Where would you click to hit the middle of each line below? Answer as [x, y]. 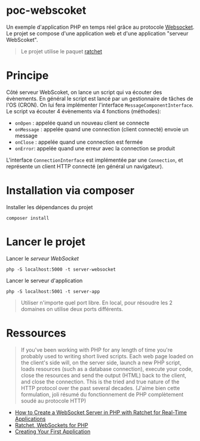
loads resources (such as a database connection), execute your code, [107, 368]
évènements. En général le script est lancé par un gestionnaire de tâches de [100, 98]
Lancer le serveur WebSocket [43, 258]
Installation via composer [70, 191]
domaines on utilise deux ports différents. [72, 309]
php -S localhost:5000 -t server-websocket [61, 269]
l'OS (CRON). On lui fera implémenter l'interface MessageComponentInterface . [100, 105]
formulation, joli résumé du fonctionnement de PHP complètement [102, 394]
